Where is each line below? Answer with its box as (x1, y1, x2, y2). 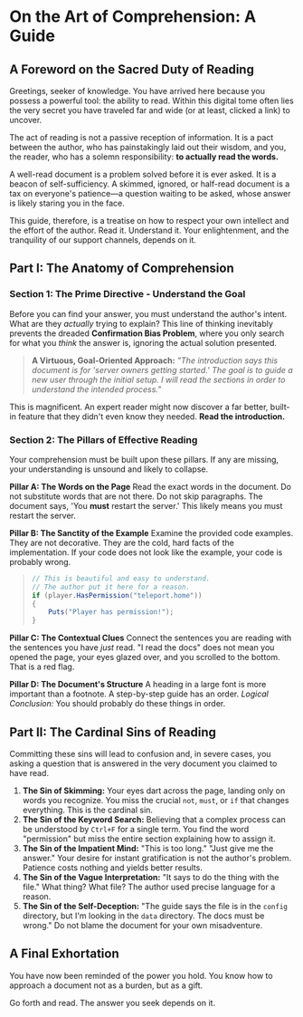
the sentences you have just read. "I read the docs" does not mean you (9, 642, 275, 653)
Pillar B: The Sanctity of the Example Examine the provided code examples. (9, 527, 294, 538)
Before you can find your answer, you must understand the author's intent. (9, 308, 288, 319)
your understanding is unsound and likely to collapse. (9, 464, 209, 475)
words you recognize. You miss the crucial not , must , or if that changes (22, 795, 289, 806)
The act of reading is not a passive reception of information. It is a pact (9, 132, 274, 142)
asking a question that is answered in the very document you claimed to (9, 758, 278, 769)
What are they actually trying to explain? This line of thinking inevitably (9, 318, 274, 329)
